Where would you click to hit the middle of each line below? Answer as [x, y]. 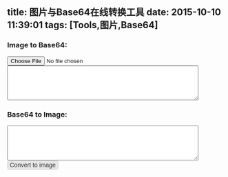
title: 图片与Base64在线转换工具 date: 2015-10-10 [114, 12]
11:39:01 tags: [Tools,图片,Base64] [83, 25]
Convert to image [33, 165]
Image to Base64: [37, 45]
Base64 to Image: [37, 114]
